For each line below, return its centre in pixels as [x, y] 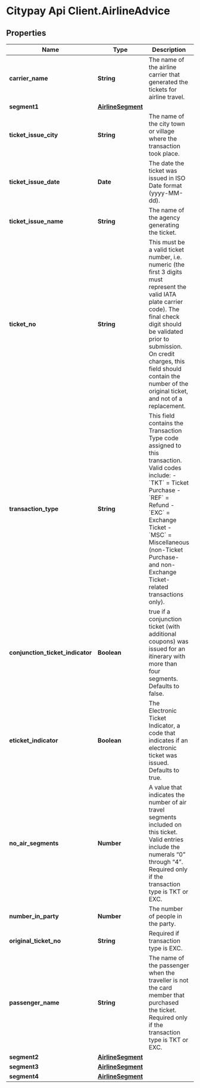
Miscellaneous [169, 542]
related [158, 587]
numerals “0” [167, 854]
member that [166, 995]
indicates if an [168, 740]
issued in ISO [167, 178]
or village [161, 131]
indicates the [167, 795]
